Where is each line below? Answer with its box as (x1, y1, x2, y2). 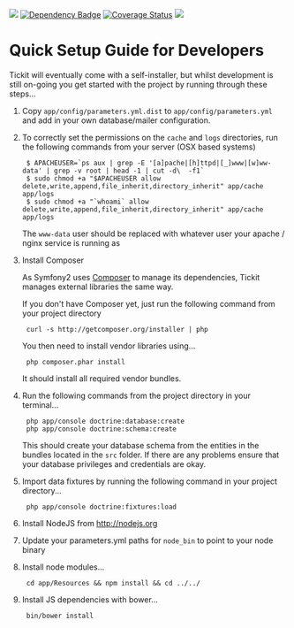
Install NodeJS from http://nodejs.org (21, 517, 158, 528)
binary (21, 544, 46, 555)
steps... (9, 88, 37, 99)
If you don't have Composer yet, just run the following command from (21, 298, 275, 309)
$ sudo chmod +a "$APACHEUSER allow (26, 173, 162, 183)
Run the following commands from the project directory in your (21, 390, 252, 401)
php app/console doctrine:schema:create (26, 425, 177, 433)
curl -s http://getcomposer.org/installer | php (26, 325, 209, 333)
